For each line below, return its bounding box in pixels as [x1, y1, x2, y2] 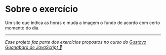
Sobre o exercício [5, 3, 78, 15]
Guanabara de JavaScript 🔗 [5, 44, 63, 50]
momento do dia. [5, 25, 40, 30]
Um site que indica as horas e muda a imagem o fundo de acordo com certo [5, 20, 160, 26]
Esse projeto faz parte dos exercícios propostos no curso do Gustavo [5, 39, 147, 45]
